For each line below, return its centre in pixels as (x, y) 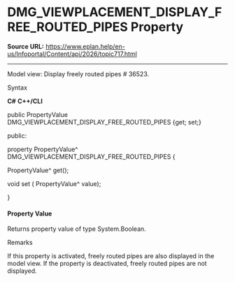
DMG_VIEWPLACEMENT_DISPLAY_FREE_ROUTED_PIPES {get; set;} (104, 122)
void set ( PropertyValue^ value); (54, 183)
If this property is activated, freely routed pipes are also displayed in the (111, 256)
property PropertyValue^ (43, 149)
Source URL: (26, 46)
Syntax (17, 87)
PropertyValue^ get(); (38, 170)
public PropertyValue (38, 114)
